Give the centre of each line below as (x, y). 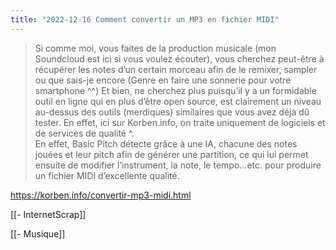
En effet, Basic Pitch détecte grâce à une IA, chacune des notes (166, 143)
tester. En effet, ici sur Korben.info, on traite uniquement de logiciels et (180, 122)
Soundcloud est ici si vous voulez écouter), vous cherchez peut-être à (179, 58)
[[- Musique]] (38, 233)
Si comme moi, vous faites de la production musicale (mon (155, 48)
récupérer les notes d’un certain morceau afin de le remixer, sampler (176, 69)
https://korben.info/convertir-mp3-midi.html (101, 195)
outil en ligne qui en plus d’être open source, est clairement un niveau (178, 101)
